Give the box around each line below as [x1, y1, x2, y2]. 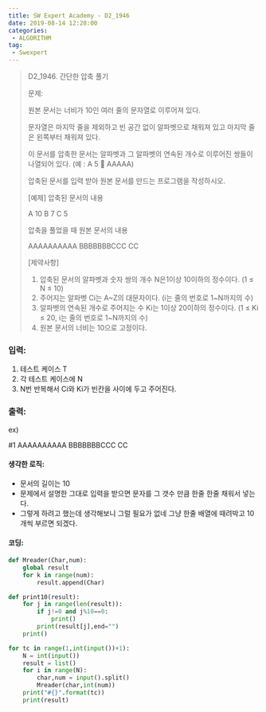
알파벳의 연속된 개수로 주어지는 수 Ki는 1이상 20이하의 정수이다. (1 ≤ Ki [39, 303, 259, 312]
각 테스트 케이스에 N [19, 374, 84, 384]
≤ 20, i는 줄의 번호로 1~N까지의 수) [39, 313, 149, 323]
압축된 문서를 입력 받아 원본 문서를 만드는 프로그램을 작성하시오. [27, 176, 225, 186]
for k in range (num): [22, 571, 94, 579]
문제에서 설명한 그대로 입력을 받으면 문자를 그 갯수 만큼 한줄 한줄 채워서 [19, 488, 241, 498]
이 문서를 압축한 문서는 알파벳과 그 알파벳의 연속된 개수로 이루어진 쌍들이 [27, 149, 253, 158]
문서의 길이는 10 [19, 479, 70, 488]
